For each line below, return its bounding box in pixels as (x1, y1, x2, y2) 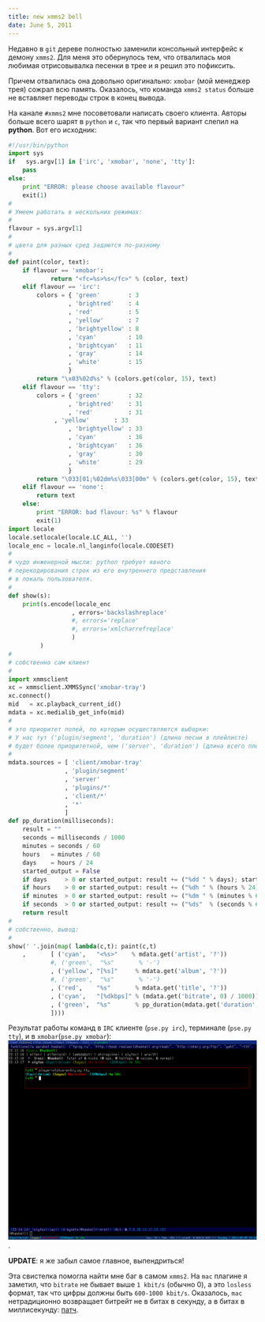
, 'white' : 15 (68, 358, 144, 366)
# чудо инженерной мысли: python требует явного (8, 559, 171, 566)
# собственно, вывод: (8, 926, 80, 934)
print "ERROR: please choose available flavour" (22, 183, 185, 191)
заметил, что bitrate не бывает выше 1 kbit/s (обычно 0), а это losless (8, 1280, 252, 1290)
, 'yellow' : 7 (68, 316, 140, 324)
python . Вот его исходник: (8, 125, 97, 134)
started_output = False (22, 867, 101, 875)
